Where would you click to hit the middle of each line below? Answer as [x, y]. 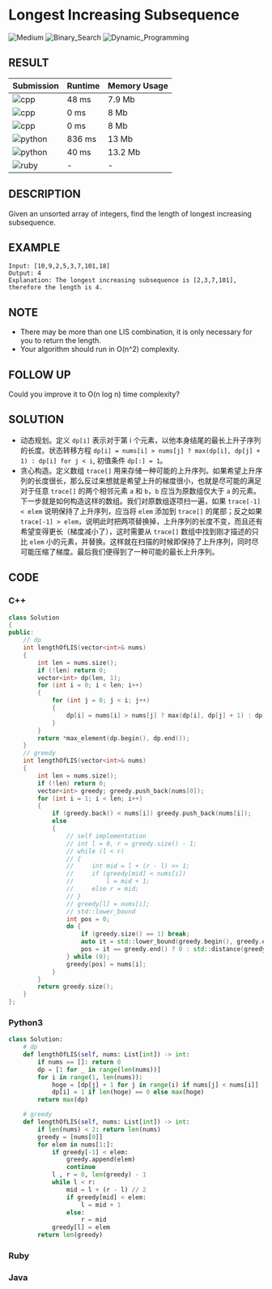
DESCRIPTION [45, 194]
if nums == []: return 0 [79, 1062]
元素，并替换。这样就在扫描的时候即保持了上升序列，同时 [156, 542]
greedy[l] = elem [81, 1227]
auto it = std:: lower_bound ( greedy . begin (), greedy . [172, 942]
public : [21, 633]
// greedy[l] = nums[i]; [108, 904]
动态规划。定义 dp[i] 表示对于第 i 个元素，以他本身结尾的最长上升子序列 [140, 440]
